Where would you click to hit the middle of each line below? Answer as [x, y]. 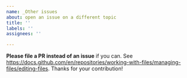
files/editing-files [27, 68]
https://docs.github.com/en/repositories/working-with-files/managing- [93, 63]
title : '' [19, 23]
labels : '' [20, 28]
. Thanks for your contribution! [85, 68]
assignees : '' [24, 34]
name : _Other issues [32, 12]
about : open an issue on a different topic [61, 17]
